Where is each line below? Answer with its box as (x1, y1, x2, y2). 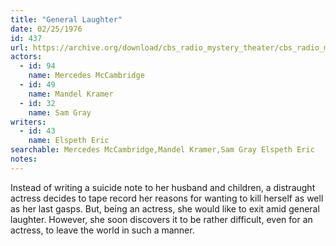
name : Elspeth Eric (28, 136, 110, 146)
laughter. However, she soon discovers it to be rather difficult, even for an (10, 213, 313, 225)
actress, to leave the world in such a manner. (10, 224, 195, 236)
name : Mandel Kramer (28, 89, 114, 99)
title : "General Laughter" (10, 14, 123, 25)
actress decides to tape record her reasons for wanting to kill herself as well (10, 192, 324, 204)
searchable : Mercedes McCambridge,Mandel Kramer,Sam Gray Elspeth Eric (10, 145, 315, 155)
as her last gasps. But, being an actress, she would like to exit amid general (10, 202, 320, 215)
